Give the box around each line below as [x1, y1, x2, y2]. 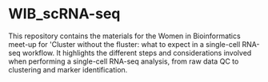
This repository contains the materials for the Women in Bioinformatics [8, 31, 242, 41]
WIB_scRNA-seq [8, 5, 121, 23]
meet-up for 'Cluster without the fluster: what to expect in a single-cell [8, 39, 241, 49]
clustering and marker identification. [8, 64, 128, 74]
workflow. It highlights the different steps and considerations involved [22, 48, 252, 57]
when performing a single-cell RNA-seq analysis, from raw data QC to [8, 57, 239, 66]
